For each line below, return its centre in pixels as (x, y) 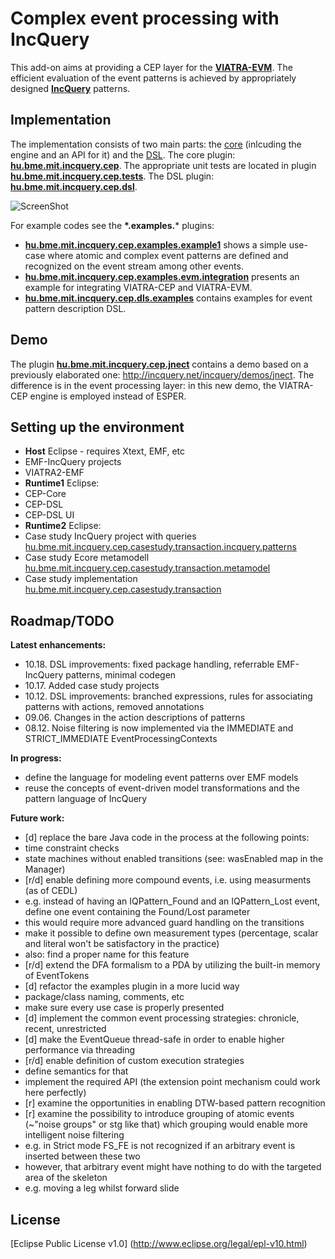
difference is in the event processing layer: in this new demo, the (143, 385)
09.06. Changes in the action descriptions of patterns (135, 718)
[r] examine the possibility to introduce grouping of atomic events (159, 1114)
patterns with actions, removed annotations (114, 707)
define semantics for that (76, 1071)
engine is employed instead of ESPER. (108, 396)
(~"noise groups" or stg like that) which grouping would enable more (166, 1124)
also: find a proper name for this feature (107, 954)
